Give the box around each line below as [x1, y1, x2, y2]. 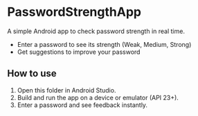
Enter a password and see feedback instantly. [17, 101, 147, 109]
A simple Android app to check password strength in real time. [7, 27, 186, 35]
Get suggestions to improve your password [17, 48, 141, 56]
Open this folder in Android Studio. [17, 86, 116, 94]
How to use [7, 68, 57, 79]
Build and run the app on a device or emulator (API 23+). [17, 93, 179, 101]
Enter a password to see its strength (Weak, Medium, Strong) [17, 40, 192, 48]
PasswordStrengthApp [7, 4, 142, 20]
